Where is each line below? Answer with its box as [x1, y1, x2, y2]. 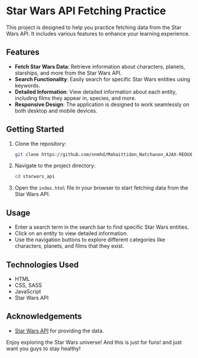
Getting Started [6, 124, 64, 135]
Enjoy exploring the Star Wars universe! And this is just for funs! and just [6, 338, 182, 346]
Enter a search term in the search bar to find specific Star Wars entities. [14, 223, 189, 231]
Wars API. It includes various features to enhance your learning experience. [6, 30, 190, 37]
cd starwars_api [14, 174, 55, 180]
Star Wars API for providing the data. [14, 327, 105, 334]
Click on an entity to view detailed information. [14, 230, 128, 237]
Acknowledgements [6, 311, 82, 321]
